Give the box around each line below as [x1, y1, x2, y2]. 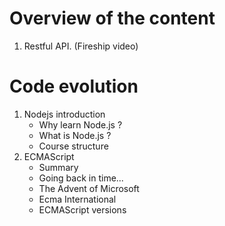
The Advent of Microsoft [38, 182, 140, 194]
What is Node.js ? [38, 129, 112, 141]
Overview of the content [9, 7, 216, 30]
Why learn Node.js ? [38, 118, 123, 131]
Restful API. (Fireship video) [23, 40, 139, 52]
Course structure [38, 140, 109, 152]
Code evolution [9, 75, 139, 98]
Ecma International [38, 193, 117, 205]
